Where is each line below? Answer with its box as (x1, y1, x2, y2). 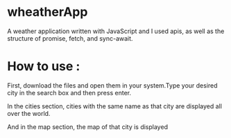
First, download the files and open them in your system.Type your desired (7, 81, 218, 90)
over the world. (7, 109, 51, 117)
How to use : (7, 59, 80, 75)
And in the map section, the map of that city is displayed (7, 122, 169, 131)
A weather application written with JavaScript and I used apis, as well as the (7, 27, 225, 35)
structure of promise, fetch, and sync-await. (7, 34, 133, 42)
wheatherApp (7, 4, 88, 20)
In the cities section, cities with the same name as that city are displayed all (7, 101, 222, 110)
